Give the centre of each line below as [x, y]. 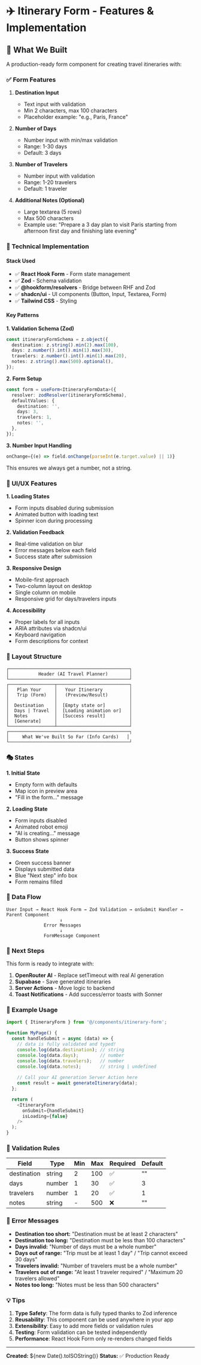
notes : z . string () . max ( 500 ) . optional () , [63, 362]
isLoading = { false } [45, 1116]
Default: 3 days [42, 153]
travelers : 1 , [34, 418]
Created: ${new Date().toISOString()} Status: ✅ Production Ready [88, 1355]
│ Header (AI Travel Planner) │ [69, 674]
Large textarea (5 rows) [53, 212]
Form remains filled [39, 882]
